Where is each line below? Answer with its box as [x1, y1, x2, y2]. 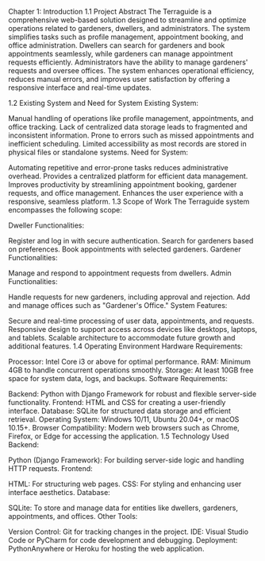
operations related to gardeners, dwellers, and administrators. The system [8, 24, 251, 33]
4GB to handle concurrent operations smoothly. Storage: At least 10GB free [8, 365, 254, 375]
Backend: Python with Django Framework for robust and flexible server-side [8, 389, 257, 399]
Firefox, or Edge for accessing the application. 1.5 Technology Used [8, 431, 229, 441]
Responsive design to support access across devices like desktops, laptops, [8, 325, 258, 333]
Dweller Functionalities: [8, 220, 85, 230]
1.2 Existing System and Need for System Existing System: [8, 99, 199, 107]
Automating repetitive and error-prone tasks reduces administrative [8, 163, 229, 172]
